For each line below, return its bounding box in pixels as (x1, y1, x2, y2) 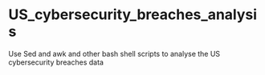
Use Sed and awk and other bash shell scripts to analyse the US (8, 49, 221, 58)
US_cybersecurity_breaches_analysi (8, 6, 258, 24)
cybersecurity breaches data (8, 57, 104, 67)
